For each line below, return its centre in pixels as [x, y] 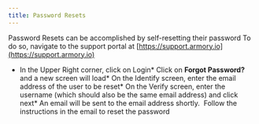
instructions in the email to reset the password [95, 111]
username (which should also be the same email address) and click [129, 94]
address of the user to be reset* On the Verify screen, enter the [122, 86]
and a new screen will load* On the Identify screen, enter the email [128, 78]
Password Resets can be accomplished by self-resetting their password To [129, 38]
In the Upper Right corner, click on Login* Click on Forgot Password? [132, 69]
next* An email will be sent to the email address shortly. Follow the [128, 103]
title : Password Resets [47, 15]
